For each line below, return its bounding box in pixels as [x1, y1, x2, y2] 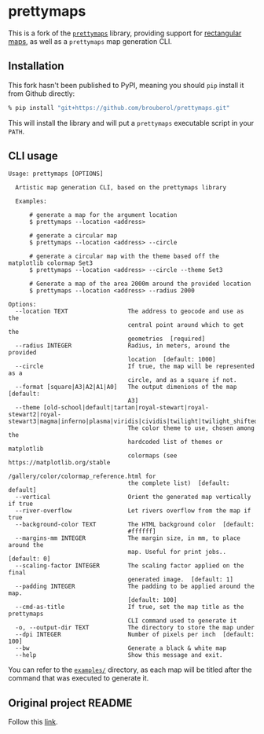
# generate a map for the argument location [28, 211, 178, 219]
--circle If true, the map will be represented [15, 362, 255, 371]
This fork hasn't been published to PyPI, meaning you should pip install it [8, 80, 244, 90]
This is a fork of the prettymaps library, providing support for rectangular [8, 28, 242, 38]
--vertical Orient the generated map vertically [15, 494, 251, 501]
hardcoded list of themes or [127, 439, 223, 446]
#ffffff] [127, 527, 156, 536]
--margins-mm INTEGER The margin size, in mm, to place [15, 534, 241, 542]
